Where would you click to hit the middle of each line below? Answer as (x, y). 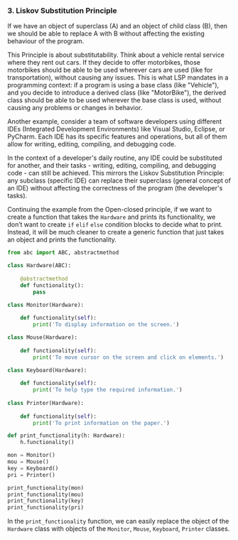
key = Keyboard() (33, 468)
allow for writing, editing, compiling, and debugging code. (92, 144)
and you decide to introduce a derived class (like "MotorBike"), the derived (117, 93)
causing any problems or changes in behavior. (75, 108)
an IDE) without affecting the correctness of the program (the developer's (115, 188)
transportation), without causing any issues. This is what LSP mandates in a (118, 77)
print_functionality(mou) (45, 495)
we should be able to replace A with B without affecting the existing (106, 33)
